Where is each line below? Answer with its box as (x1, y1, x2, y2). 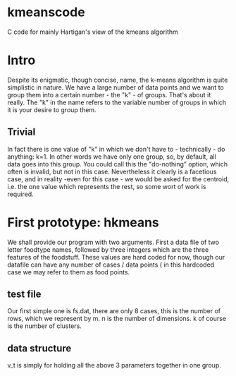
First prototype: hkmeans (7, 214, 160, 230)
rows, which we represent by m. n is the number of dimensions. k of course (7, 315, 227, 323)
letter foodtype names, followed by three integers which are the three (7, 245, 209, 254)
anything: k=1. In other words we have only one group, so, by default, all (7, 152, 216, 161)
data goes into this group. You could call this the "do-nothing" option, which (7, 159, 228, 168)
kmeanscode (7, 4, 86, 20)
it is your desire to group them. (7, 105, 97, 114)
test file (7, 289, 42, 301)
